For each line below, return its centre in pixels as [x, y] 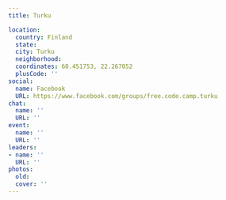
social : [21, 81]
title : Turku [30, 15]
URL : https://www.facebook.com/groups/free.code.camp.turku [117, 96]
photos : [21, 170]
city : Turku [35, 52]
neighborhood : [38, 59]
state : [26, 44]
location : [25, 30]
